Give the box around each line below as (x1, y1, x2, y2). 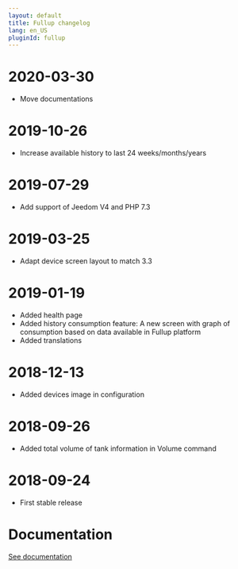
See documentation (8, 552, 73, 561)
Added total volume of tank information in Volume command (19, 444, 217, 453)
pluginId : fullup (8, 33, 66, 42)
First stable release (19, 498, 83, 507)
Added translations (19, 335, 82, 345)
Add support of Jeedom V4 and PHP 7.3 (19, 202, 151, 212)
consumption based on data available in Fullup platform (19, 327, 201, 336)
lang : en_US (8, 26, 48, 34)
